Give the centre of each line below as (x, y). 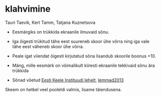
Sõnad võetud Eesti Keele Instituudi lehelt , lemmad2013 (68, 80)
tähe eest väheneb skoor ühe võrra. (48, 46)
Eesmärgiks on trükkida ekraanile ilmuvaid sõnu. (61, 32)
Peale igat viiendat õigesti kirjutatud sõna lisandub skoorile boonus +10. (84, 56)
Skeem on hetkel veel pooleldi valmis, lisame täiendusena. (63, 89)
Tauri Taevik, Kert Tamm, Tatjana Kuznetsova (50, 22)
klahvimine (28, 9)
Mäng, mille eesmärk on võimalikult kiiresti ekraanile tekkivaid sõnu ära (83, 65)
